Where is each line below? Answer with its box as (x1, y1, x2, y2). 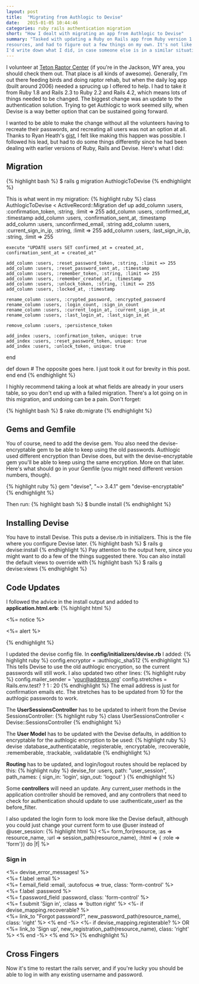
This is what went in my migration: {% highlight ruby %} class (6, 195, 156, 202)
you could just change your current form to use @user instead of (6, 821, 165, 829)
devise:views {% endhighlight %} (6, 565, 88, 573)
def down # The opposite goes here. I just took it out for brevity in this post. (6, 365, 191, 372)
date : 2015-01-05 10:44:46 (6, 20, 78, 26)
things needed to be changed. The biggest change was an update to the (6, 95, 182, 102)
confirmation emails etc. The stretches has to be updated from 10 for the (6, 688, 184, 695)
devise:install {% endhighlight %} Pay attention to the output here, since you (6, 547, 192, 554)
